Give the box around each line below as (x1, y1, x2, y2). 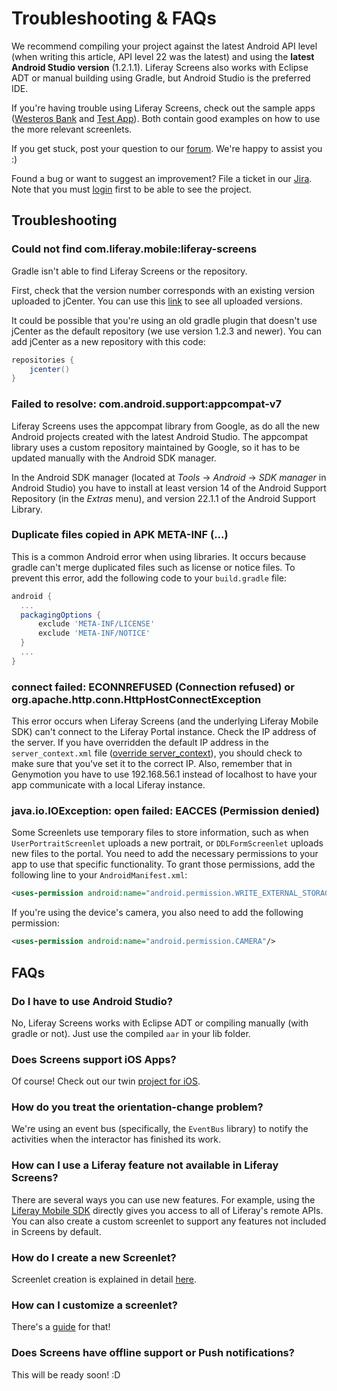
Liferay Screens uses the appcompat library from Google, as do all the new (11, 420, 320, 432)
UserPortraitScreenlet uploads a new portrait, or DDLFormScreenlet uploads (11, 837, 324, 849)
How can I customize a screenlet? (11, 1298, 178, 1312)
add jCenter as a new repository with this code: (11, 335, 206, 347)
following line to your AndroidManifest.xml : (11, 869, 188, 881)
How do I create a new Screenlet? (11, 1250, 177, 1264)
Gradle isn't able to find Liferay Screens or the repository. (11, 265, 248, 277)
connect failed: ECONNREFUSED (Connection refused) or (11, 680, 295, 694)
